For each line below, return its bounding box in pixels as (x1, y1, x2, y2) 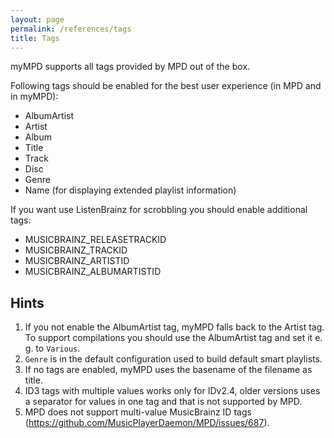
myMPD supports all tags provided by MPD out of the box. (10, 61, 251, 73)
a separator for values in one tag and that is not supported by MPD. (24, 396, 303, 408)
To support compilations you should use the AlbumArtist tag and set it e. (24, 332, 323, 344)
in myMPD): (10, 91, 59, 103)
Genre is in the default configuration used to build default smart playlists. (24, 353, 323, 365)
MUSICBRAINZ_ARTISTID (24, 255, 130, 267)
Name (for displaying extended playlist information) (24, 184, 237, 196)
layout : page (10, 14, 65, 25)
